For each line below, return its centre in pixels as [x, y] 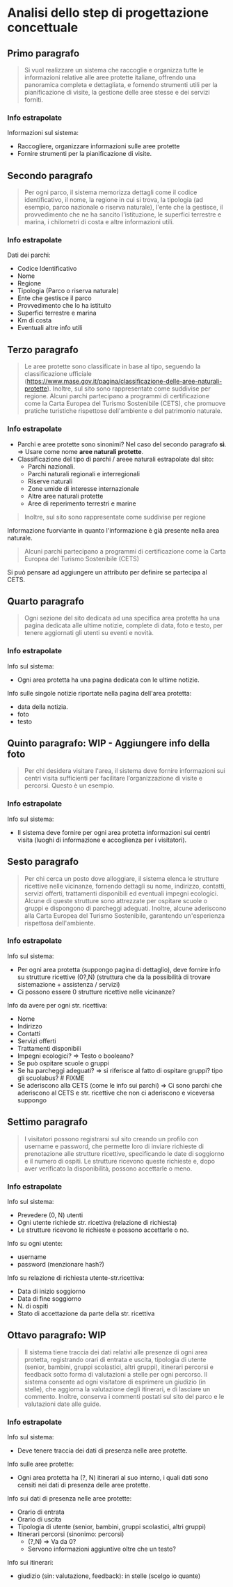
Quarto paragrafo [46, 601]
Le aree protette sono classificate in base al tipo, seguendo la [112, 366]
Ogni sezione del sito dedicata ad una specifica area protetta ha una [122, 618]
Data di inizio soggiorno [51, 1291]
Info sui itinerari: [30, 1563]
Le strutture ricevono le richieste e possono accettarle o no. [103, 1230]
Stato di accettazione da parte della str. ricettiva [86, 1313]
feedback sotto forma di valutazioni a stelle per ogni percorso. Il [115, 1374]
